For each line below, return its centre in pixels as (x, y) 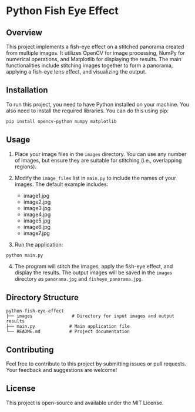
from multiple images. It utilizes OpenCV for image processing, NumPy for (95, 53)
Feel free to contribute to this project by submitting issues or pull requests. (96, 364)
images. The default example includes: (61, 184)
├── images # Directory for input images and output (90, 316)
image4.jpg (37, 214)
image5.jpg (37, 220)
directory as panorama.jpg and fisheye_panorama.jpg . (79, 279)
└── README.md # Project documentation (68, 332)
